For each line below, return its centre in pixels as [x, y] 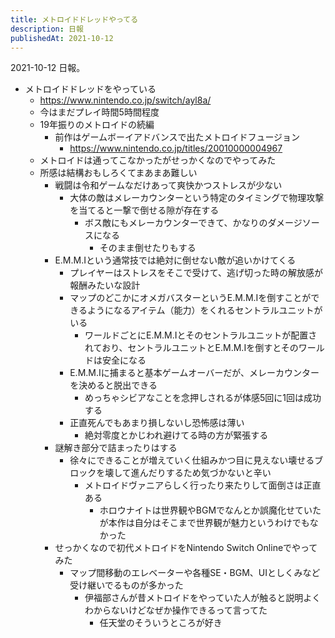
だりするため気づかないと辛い [210, 473]
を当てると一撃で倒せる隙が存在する [144, 210]
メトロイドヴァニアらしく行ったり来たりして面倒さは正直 [203, 485]
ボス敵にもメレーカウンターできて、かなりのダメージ [193, 223]
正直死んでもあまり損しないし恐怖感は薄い [157, 423]
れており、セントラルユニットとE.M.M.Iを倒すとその [191, 348]
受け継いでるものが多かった [126, 585]
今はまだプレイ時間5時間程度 [99, 112]
